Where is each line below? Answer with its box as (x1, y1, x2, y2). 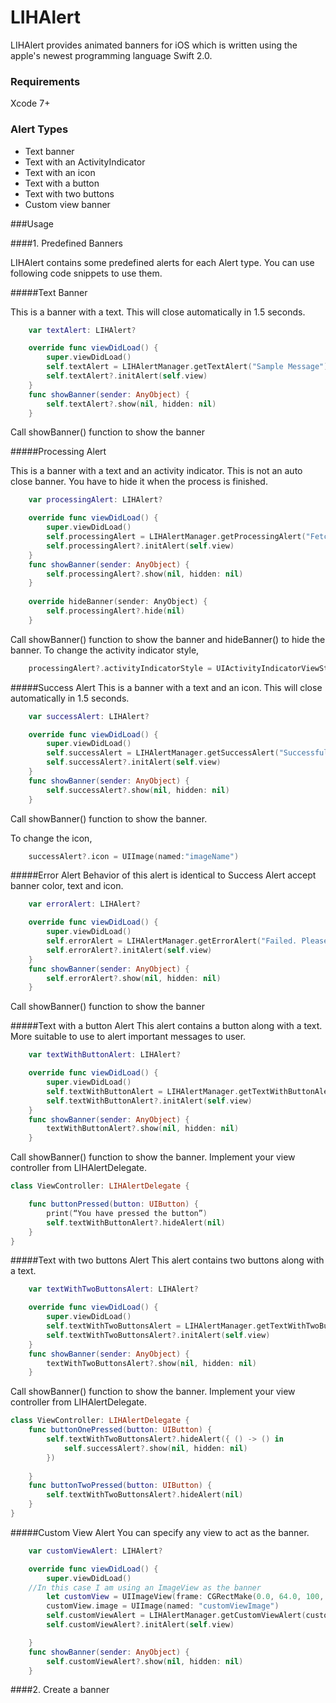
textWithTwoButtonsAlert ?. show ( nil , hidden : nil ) (46, 1358, 257, 1368)
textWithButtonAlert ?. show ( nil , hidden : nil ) (46, 1124, 240, 1134)
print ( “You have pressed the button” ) (46, 1208, 208, 1218)
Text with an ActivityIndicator (24, 156, 146, 168)
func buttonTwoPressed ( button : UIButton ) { (28, 1481, 213, 1491)
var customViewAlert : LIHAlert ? (28, 1546, 163, 1556)
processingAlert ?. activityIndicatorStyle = (28, 663, 213, 673)
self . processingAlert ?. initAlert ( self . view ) (46, 541, 235, 551)
